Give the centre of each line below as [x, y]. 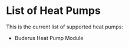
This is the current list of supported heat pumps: [65, 27]
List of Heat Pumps [54, 11]
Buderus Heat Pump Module [49, 38]
